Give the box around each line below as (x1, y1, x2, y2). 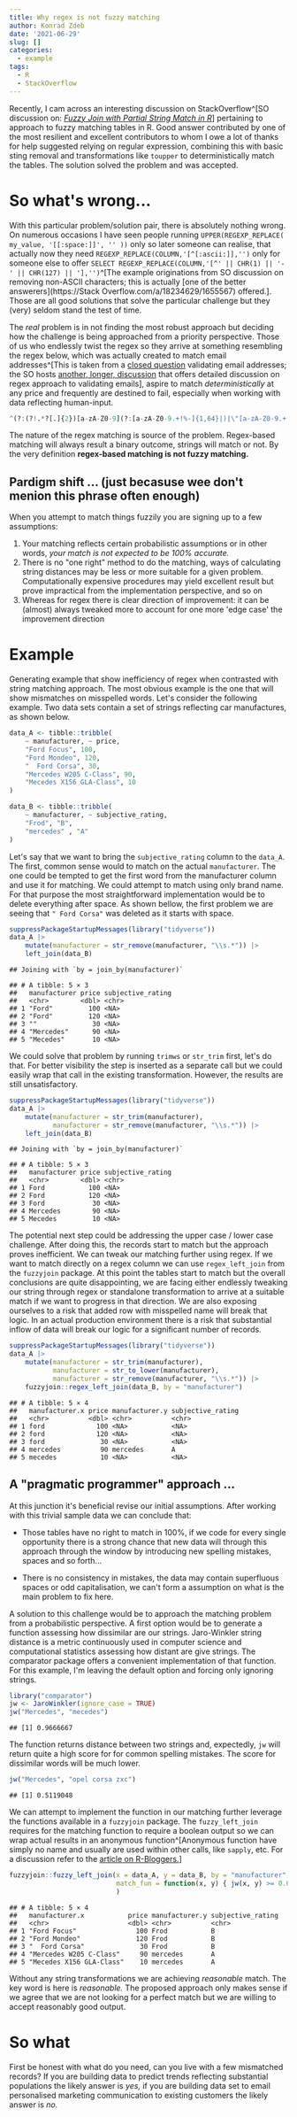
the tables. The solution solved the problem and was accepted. (9, 159, 239, 170)
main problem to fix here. (21, 1591, 114, 1602)
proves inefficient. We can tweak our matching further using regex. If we (9, 1249, 273, 1260)
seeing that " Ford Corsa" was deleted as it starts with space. (9, 908, 234, 918)
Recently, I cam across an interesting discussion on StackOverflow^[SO (9, 103, 270, 113)
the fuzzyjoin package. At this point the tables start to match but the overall (9, 1268, 286, 1279)
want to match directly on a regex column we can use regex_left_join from (9, 1258, 286, 1269)
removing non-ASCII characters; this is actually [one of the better (9, 276, 247, 287)
